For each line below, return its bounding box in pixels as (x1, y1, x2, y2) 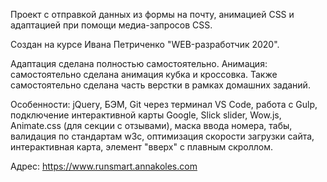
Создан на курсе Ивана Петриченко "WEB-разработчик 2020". (10, 39, 280, 50)
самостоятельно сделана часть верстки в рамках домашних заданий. (10, 79, 311, 91)
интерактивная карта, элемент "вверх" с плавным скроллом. (10, 141, 274, 153)
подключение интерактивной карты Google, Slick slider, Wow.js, (10, 109, 282, 121)
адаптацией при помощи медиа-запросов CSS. (10, 19, 213, 31)
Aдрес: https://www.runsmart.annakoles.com (10, 160, 198, 172)
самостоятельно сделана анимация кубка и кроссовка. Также (10, 69, 278, 80)
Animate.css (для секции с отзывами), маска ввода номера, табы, (10, 120, 293, 131)
